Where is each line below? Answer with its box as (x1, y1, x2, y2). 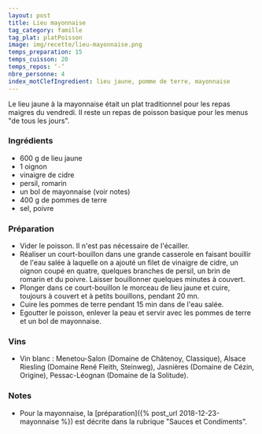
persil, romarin (19, 178, 67, 187)
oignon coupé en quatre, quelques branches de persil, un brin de (19, 266, 231, 276)
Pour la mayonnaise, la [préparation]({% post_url (19, 408, 178, 417)
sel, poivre (19, 203, 54, 213)
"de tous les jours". (8, 116, 70, 125)
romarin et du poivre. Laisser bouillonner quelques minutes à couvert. (19, 275, 245, 284)
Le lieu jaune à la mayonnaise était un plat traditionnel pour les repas (8, 99, 231, 109)
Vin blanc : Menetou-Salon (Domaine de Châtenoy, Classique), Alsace (19, 354, 246, 363)
